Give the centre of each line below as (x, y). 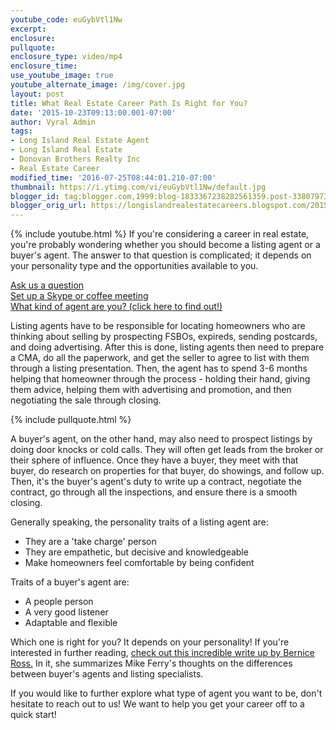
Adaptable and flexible (71, 623)
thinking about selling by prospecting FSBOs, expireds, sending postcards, (164, 337)
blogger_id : (35, 196)
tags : (21, 131)
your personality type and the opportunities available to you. (134, 266)
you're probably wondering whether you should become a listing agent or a (165, 245)
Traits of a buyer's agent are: (70, 582)
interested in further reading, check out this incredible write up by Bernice (162, 653)
